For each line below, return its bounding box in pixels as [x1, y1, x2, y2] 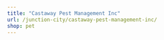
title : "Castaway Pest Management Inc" [7, 9, 121, 17]
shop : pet [7, 22, 36, 29]
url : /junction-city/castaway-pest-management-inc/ [7, 16, 157, 23]
